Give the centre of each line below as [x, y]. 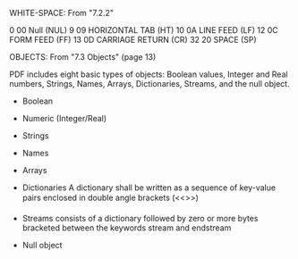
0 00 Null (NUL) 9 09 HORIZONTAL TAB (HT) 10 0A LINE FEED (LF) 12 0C [144, 30]
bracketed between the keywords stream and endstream [127, 228]
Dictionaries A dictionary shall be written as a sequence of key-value [149, 188]
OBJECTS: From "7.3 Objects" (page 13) [83, 57]
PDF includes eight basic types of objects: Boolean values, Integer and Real [149, 74]
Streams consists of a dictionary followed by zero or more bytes [140, 218]
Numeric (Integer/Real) [64, 118]
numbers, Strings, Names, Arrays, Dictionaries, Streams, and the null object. [149, 84]
